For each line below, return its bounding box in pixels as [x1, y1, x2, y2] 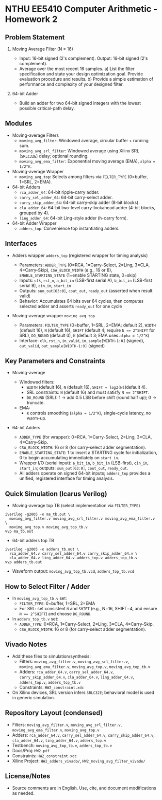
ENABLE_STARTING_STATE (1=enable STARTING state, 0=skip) [19, 272, 137, 278]
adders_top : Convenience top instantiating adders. [19, 225, 120, 231]
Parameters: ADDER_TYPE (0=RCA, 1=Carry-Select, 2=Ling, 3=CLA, [19, 262, 150, 268]
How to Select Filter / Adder [5, 582, 90, 591]
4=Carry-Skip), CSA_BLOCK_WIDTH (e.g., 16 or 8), [19, 267, 113, 273]
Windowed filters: [19, 379, 55, 385]
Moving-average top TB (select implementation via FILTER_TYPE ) [12, 503, 141, 509]
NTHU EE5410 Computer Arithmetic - [5, 3, 158, 15]
